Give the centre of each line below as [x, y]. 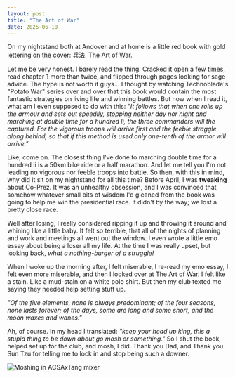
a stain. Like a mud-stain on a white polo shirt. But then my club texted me [114, 282]
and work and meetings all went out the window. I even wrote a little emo [112, 238]
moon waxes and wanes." [45, 318]
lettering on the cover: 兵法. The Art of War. [70, 55]
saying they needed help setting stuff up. [67, 289]
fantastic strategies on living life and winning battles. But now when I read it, [117, 99]
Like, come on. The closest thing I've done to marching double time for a [112, 157]
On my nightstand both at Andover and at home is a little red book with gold [116, 47]
